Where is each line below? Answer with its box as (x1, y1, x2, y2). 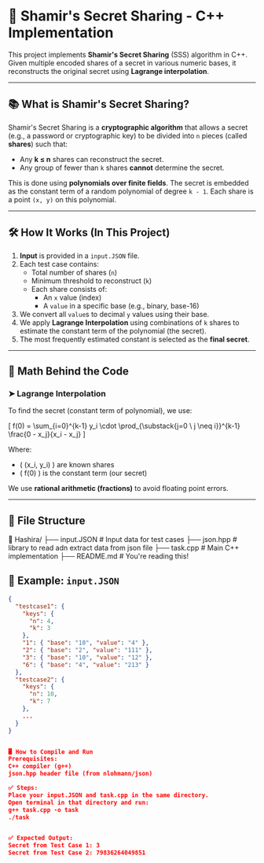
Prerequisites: (8, 755, 58, 763)
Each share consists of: (31, 284, 108, 293)
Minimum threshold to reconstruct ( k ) (31, 275, 152, 286)
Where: (8, 444, 32, 455)
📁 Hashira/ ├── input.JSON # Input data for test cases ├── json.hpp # (8, 535, 237, 544)
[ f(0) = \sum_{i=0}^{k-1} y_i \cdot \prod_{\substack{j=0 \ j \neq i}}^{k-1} (8, 421, 241, 431)
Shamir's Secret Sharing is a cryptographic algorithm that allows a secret (8, 122, 248, 132)
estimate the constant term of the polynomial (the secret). (19, 326, 207, 335)
